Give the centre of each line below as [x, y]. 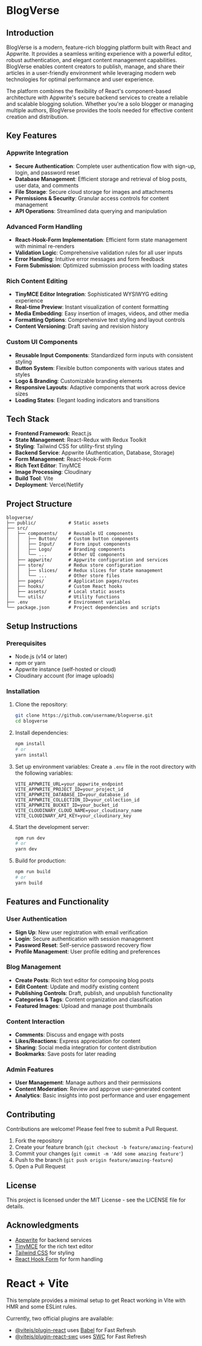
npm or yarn [30, 662]
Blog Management [34, 967]
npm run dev [30, 838]
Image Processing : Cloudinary [53, 472]
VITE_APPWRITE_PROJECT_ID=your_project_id [69, 789]
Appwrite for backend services [53, 1240]
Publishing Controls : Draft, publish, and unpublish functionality [94, 993]
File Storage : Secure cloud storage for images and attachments [94, 191]
